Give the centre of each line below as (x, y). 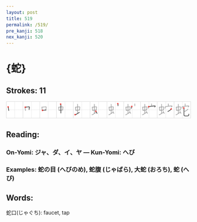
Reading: (23, 135)
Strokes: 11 (26, 90)
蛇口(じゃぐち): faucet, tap (38, 212)
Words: (20, 198)
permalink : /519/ (27, 25)
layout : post (22, 12)
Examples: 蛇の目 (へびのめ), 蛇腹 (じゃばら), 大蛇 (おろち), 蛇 (93, 170)
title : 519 (19, 18)
